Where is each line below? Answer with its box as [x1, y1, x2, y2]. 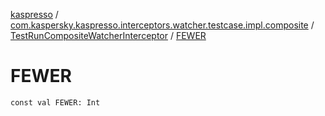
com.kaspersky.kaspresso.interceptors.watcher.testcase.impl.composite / [10, 19, 315, 31]
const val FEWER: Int [10, 97, 101, 108]
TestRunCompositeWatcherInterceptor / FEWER [10, 30, 207, 41]
